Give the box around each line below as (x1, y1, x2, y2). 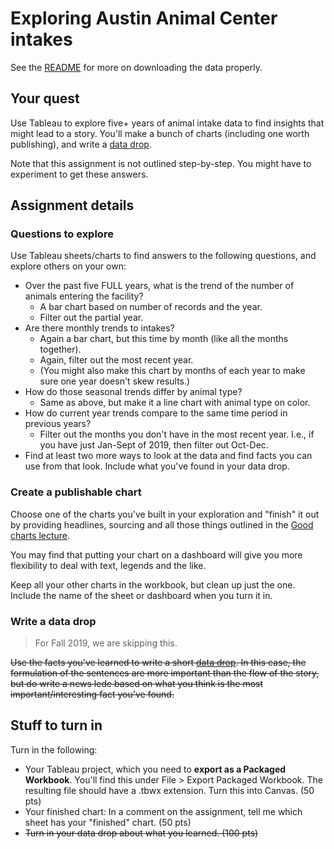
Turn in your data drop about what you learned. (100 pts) (24, 827, 259, 839)
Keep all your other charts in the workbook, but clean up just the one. (10, 578, 296, 591)
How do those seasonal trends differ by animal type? (24, 386, 243, 398)
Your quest (10, 90, 80, 107)
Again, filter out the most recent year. (39, 354, 194, 366)
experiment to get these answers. (10, 168, 149, 180)
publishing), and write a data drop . (10, 138, 152, 150)
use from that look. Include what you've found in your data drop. (24, 460, 290, 472)
